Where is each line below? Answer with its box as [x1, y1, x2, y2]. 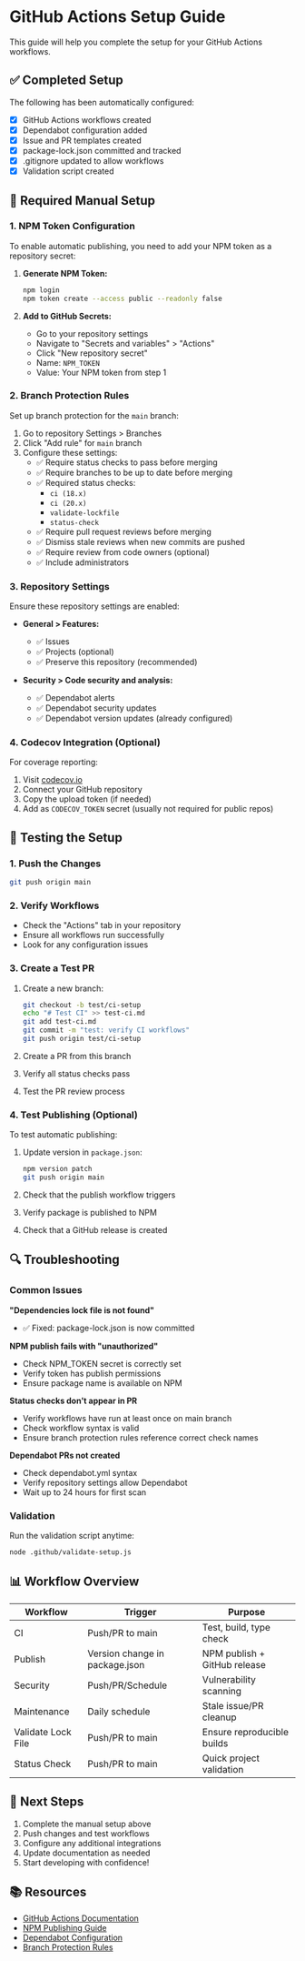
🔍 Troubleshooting [9, 1252, 120, 1268]
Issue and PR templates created [22, 135, 143, 146]
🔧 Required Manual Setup [9, 193, 156, 208]
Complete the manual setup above [22, 1818, 152, 1829]
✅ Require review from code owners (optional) [35, 546, 211, 557]
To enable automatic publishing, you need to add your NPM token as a [9, 240, 272, 251]
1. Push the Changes [9, 857, 102, 870]
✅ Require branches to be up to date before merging [35, 467, 233, 478]
